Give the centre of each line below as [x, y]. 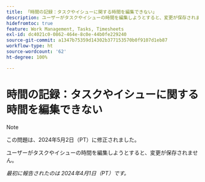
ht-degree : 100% [27, 57]
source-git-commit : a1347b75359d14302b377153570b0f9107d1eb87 [87, 40]
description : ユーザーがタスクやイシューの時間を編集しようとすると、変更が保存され [101, 18]
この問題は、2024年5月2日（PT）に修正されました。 [73, 139]
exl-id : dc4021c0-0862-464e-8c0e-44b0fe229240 [67, 35]
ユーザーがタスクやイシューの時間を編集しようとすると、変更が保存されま [100, 152]
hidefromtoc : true [30, 23]
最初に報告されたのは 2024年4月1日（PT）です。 [68, 173]
